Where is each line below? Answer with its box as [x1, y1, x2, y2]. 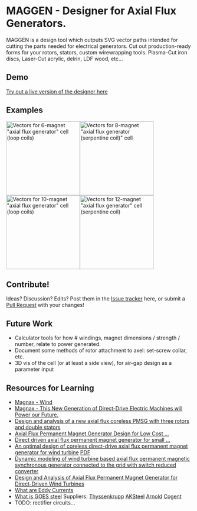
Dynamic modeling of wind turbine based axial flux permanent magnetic [14, 455, 191, 462]
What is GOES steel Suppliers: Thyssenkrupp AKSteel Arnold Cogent [14, 493, 182, 500]
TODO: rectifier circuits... [14, 499, 75, 506]
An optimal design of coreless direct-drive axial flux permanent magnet [14, 442, 188, 449]
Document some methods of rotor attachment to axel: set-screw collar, [14, 347, 187, 354]
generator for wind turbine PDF [14, 449, 91, 456]
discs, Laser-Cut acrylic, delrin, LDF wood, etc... [6, 55, 123, 62]
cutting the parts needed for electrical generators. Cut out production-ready [6, 43, 191, 50]
